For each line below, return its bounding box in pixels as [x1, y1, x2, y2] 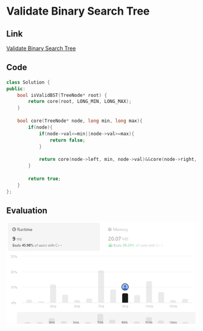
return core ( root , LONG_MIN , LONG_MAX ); [28, 99, 132, 105]
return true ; [28, 176, 61, 182]
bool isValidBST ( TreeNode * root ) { [17, 92, 108, 98]
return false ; [49, 137, 86, 143]
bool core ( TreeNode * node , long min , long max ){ [17, 118, 143, 124]
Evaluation [6, 205, 47, 216]
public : [6, 85, 26, 92]
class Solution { [6, 79, 50, 85]
